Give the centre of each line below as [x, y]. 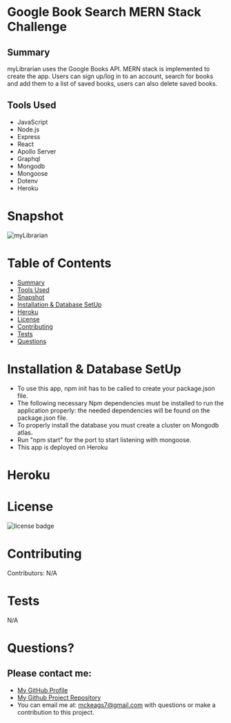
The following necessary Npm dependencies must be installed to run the [120, 403]
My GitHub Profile [42, 690]
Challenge [37, 27]
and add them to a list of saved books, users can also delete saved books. [112, 83]
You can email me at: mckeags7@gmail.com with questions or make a [116, 705]
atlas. [25, 432]
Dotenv [27, 181]
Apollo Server [37, 151]
